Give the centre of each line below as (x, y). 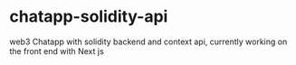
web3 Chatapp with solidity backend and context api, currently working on (148, 42)
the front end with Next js (57, 51)
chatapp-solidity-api (89, 17)
